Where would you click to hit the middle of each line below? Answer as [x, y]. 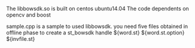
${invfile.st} [21, 39]
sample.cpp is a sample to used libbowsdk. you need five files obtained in [97, 26]
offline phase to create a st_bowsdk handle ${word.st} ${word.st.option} [95, 33]
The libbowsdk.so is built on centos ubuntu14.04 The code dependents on [98, 9]
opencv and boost [28, 15]
